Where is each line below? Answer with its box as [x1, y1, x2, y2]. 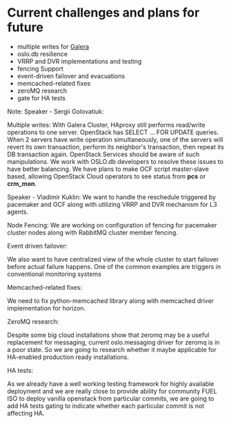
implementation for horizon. [7, 304, 86, 312]
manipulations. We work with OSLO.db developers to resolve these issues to [7, 157, 224, 165]
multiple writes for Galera [17, 42, 90, 50]
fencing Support [17, 64, 64, 73]
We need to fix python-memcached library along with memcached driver [7, 296, 214, 305]
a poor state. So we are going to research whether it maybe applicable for [7, 345, 217, 353]
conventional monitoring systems [7, 270, 101, 278]
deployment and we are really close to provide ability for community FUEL [7, 387, 217, 395]
